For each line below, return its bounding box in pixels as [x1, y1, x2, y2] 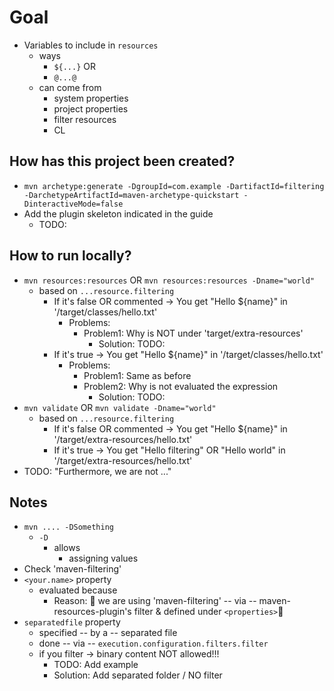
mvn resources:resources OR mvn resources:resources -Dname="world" [23, 274, 316, 286]
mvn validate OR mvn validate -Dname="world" [23, 401, 217, 413]
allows [53, 542, 81, 554]
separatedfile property [23, 616, 121, 628]
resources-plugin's [53, 606, 132, 618]
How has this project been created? [9, 153, 236, 170]
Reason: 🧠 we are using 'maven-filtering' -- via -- [53, 595, 257, 607]
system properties [53, 92, 129, 104]
